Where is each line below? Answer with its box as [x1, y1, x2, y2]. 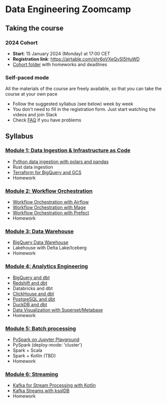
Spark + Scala [12, 347, 42, 354]
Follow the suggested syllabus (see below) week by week [12, 101, 133, 107]
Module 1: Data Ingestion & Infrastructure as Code [5, 147, 131, 154]
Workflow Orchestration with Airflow [12, 199, 89, 205]
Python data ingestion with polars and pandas [12, 159, 109, 165]
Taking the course [5, 24, 64, 33]
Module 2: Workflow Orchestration [5, 187, 93, 194]
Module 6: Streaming [5, 370, 58, 378]
